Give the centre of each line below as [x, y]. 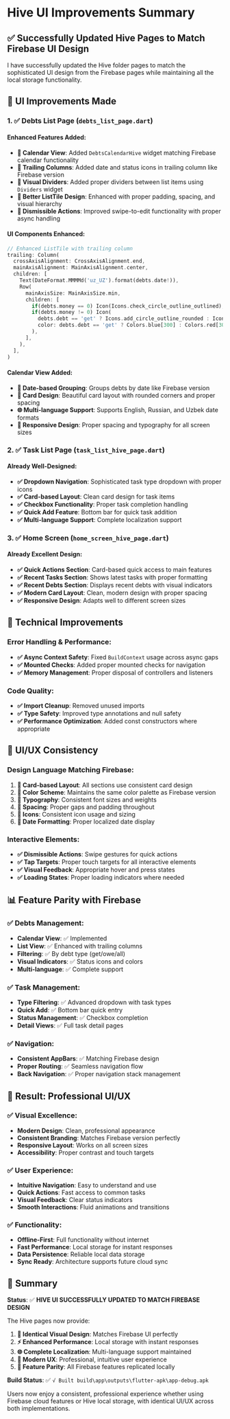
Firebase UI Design [48, 48]
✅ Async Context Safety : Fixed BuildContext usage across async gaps [118, 657]
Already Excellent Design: [45, 554]
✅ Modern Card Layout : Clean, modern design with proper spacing [112, 593]
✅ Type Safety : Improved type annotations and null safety [99, 713]
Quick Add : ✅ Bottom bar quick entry [70, 1010]
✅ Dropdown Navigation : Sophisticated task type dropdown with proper [119, 481]
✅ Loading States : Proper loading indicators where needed [101, 877]
